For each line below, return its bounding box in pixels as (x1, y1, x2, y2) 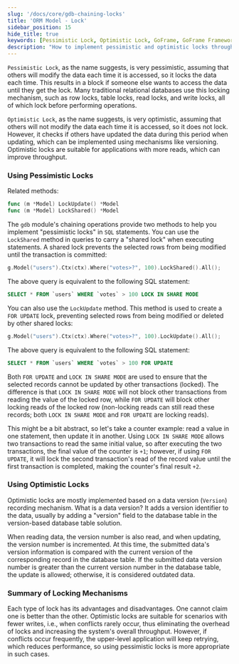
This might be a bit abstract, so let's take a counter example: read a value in (7, 424, 230, 432)
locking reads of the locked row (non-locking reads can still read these (7, 402, 215, 411)
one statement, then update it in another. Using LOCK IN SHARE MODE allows (7, 431, 225, 440)
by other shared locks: (7, 319, 73, 327)
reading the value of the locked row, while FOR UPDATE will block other (7, 395, 210, 404)
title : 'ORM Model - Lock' (7, 17, 87, 24)
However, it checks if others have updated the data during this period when (7, 130, 229, 138)
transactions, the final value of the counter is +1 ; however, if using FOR (7, 446, 211, 455)
